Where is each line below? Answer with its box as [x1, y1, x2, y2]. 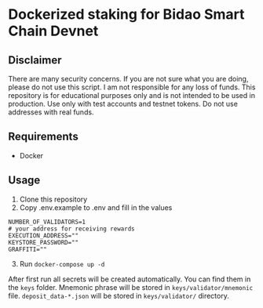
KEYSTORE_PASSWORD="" [8, 238, 79, 246]
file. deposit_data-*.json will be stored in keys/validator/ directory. [8, 291, 229, 300]
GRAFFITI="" [8, 245, 47, 253]
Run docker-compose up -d [19, 259, 105, 268]
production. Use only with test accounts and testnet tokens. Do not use [8, 100, 238, 108]
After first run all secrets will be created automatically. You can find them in [8, 274, 251, 284]
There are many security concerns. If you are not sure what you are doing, [8, 74, 249, 83]
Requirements [8, 130, 79, 143]
